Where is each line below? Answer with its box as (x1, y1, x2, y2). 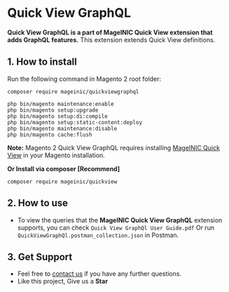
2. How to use (7, 197, 69, 209)
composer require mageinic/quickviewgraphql (7, 88, 139, 95)
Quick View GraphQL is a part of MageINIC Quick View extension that (7, 28, 213, 36)
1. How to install (7, 56, 77, 68)
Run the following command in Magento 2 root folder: (7, 74, 162, 83)
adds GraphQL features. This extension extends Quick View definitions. (7, 35, 216, 44)
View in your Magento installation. (7, 151, 105, 159)
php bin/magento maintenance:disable (7, 125, 118, 132)
